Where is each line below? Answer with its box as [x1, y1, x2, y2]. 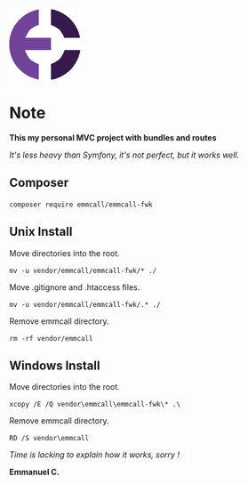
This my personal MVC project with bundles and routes [9, 132, 217, 142]
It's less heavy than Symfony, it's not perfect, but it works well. [9, 149, 240, 160]
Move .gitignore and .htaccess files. [9, 281, 140, 293]
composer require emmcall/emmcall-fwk [9, 200, 153, 209]
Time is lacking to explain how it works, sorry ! [9, 449, 180, 460]
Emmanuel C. [9, 467, 60, 478]
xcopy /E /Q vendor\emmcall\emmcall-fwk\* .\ [9, 400, 180, 409]
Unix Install [9, 224, 73, 239]
